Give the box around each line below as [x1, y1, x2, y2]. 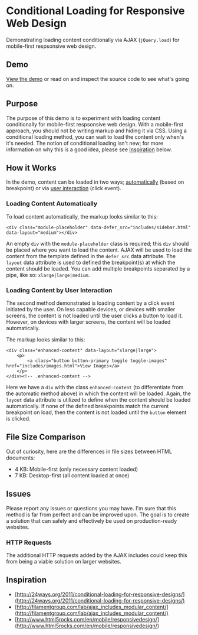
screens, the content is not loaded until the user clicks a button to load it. [6, 312, 183, 319]
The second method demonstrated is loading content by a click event [6, 299, 175, 307]
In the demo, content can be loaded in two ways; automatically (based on [6, 178, 184, 185]
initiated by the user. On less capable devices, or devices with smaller [6, 305, 176, 312]
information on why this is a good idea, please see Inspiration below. [6, 146, 173, 153]
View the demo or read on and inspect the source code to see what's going [6, 75, 190, 82]
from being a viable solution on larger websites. [6, 558, 122, 565]
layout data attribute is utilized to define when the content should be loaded [6, 396, 191, 403]
